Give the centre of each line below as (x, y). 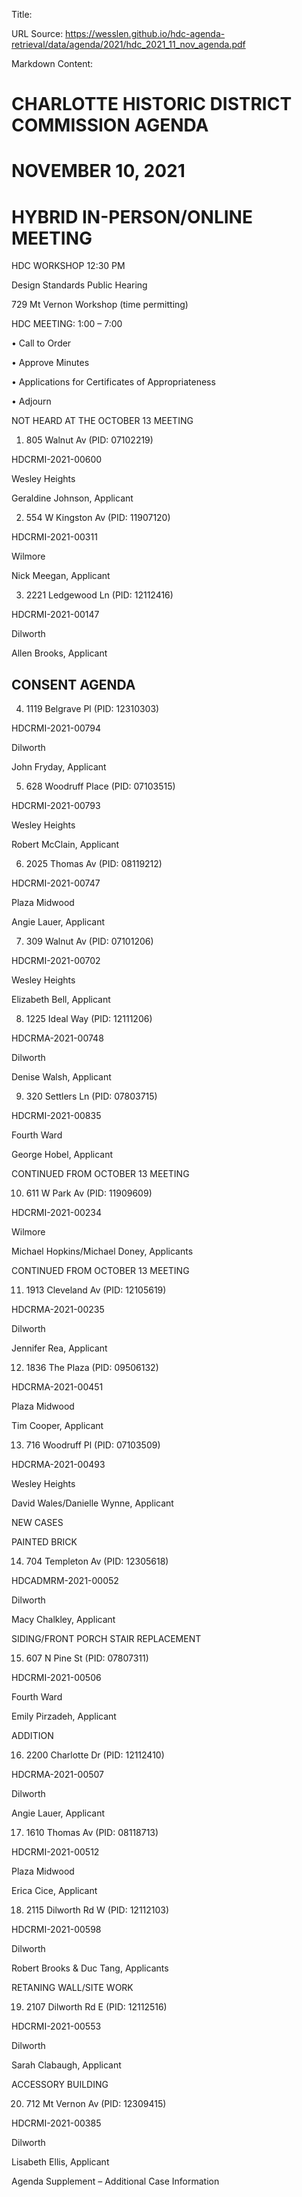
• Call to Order (41, 343)
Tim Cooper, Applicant (57, 1426)
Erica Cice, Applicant (54, 1891)
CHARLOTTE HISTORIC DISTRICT (152, 104)
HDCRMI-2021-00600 (57, 460)
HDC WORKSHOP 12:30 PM (68, 266)
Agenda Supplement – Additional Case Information (115, 2181)
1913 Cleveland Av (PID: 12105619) (96, 1290)
